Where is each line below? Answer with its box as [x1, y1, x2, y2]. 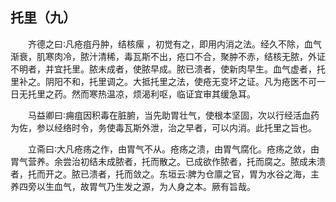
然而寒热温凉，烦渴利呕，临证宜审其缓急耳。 [71, 88, 256, 100]
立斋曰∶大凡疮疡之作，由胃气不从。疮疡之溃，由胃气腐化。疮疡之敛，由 [28, 143, 320, 155]
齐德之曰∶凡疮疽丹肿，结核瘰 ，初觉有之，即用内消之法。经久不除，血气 [28, 38, 322, 50]
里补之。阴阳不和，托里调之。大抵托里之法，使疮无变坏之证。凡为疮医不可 [10, 75, 317, 87]
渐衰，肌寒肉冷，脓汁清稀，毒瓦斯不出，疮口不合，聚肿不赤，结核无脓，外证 [10, 50, 326, 62]
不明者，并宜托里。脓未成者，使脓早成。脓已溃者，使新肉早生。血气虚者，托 [10, 63, 326, 75]
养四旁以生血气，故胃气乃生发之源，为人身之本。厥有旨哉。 [10, 180, 256, 192]
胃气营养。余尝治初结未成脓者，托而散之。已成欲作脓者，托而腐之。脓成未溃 [10, 155, 326, 167]
